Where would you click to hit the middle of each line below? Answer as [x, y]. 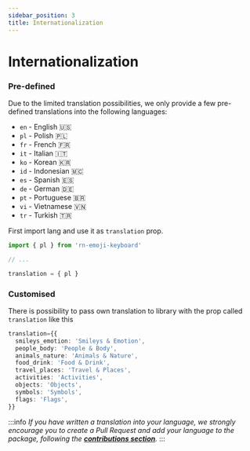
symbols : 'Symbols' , [49, 392]
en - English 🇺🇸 [45, 126]
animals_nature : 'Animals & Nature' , [77, 356]
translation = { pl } [43, 273]
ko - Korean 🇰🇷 [45, 162]
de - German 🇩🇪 [47, 189]
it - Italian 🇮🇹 [43, 153]
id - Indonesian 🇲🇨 [51, 170]
